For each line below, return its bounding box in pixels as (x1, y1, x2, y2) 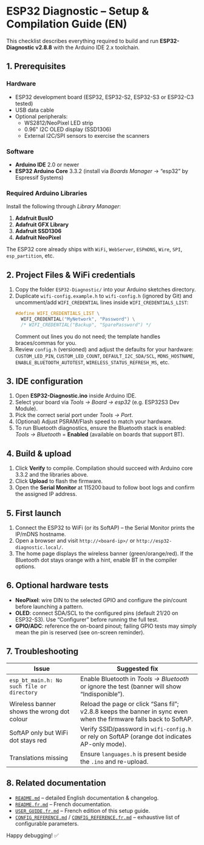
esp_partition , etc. (6, 252, 55, 259)
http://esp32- (136, 538, 172, 545)
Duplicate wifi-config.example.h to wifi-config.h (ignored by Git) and (15, 293, 192, 300)
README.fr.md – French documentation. (15, 800, 112, 808)
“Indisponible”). (80, 690, 124, 698)
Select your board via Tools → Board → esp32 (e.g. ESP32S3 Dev (15, 399, 180, 406)
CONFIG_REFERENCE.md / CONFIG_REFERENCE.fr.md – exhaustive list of (15, 813, 180, 821)
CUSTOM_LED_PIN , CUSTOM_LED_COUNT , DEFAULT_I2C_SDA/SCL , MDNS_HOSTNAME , (15, 352, 195, 359)
